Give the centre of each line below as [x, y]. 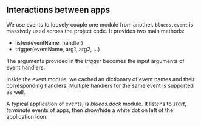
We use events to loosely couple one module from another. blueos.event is [100, 24]
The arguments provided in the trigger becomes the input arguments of [95, 61]
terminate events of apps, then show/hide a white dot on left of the [90, 110]
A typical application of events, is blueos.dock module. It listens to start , [96, 104]
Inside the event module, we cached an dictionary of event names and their [101, 79]
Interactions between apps [58, 10]
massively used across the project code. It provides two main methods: [96, 31]
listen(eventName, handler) [49, 42]
